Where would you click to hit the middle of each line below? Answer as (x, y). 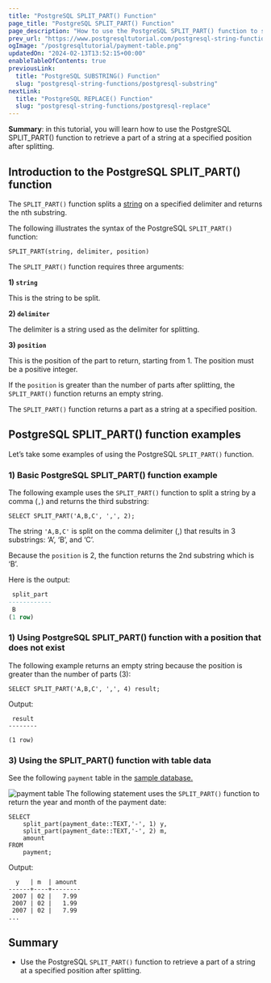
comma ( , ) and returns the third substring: (79, 502)
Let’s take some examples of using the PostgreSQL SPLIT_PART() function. (131, 454)
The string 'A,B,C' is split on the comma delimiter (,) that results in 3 (122, 532)
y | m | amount (47, 883)
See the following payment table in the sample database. (101, 778)
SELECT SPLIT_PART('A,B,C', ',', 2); (72, 516)
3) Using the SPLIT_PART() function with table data (110, 760)
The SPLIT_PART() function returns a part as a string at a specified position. (133, 409)
